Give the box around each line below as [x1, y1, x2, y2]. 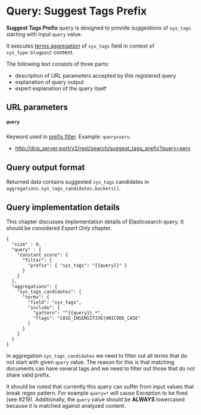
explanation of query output [14, 78, 84, 86]
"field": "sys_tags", [28, 299, 82, 305]
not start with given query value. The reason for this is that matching [6, 358, 175, 366]
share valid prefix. [6, 371, 51, 378]
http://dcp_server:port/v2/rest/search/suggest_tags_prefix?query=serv [14, 145, 191, 152]
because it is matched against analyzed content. [6, 402, 126, 409]
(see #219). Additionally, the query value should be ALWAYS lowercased [6, 396, 185, 403]
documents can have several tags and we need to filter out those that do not [6, 364, 195, 372]
